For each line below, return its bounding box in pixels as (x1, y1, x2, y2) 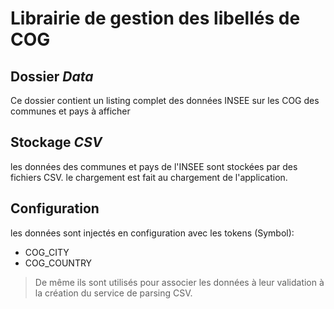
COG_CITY (24, 246, 70, 258)
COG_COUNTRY (24, 257, 93, 269)
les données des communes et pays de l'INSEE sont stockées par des (10, 160, 298, 172)
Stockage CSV (10, 134, 103, 151)
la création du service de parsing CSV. (34, 287, 193, 299)
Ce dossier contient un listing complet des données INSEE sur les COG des (10, 95, 320, 106)
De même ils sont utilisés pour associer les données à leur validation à (34, 276, 325, 288)
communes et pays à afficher (10, 105, 131, 117)
